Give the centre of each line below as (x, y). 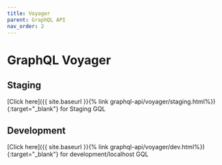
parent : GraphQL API (37, 20)
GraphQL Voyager (59, 60)
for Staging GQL (83, 109)
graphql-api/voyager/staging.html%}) (163, 102)
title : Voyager (29, 13)
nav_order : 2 (26, 26)
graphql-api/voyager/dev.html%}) (158, 147)
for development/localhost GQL (104, 154)
